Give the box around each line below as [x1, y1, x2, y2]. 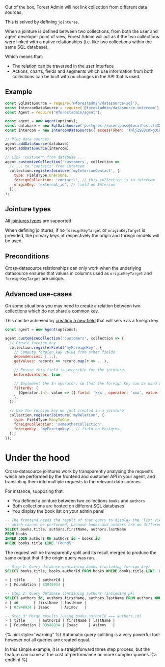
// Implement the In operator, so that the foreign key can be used [14, 381, 157, 386]
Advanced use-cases [5, 290, 72, 298]
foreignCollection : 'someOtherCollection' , [14, 422, 105, 427]
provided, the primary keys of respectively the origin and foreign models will [5, 233, 160, 239]
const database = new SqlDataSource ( [5, 123, 82, 128]
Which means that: [5, 54, 43, 59]
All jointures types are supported [5, 218, 71, 224]
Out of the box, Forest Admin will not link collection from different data [5, 4, 147, 10]
